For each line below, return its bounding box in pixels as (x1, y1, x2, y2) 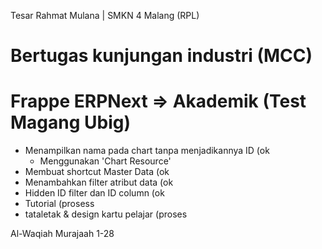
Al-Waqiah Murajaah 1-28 (10, 228, 115, 240)
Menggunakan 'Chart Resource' (39, 155, 172, 167)
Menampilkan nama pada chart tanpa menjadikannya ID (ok (24, 145, 270, 157)
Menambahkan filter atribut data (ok (24, 176, 174, 189)
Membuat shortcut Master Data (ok (24, 166, 170, 178)
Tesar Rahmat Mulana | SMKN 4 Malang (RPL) (10, 10, 200, 21)
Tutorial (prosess (24, 198, 95, 210)
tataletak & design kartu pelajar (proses (24, 208, 188, 220)
